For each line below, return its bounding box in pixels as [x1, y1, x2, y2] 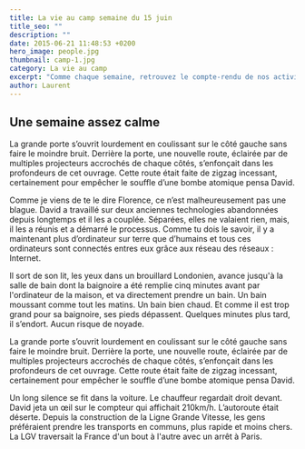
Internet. [9, 253, 42, 264]
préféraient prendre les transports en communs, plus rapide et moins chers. [9, 422, 293, 433]
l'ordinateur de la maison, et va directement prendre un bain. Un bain [9, 290, 267, 301]
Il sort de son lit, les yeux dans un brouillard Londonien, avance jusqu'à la [9, 270, 284, 282]
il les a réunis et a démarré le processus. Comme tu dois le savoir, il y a [9, 224, 275, 234]
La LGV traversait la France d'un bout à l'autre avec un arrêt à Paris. [9, 431, 263, 442]
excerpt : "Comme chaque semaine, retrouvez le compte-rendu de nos [9, 73, 271, 82]
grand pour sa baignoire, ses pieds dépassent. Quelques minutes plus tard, [9, 309, 290, 320]
